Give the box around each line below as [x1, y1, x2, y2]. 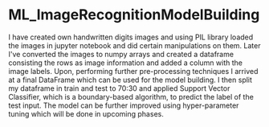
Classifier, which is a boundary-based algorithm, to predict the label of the [8, 92, 255, 101]
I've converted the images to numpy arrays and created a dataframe [8, 49, 234, 59]
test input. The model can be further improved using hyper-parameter [8, 100, 239, 110]
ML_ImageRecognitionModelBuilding [8, 6, 260, 24]
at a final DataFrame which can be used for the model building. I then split [8, 75, 253, 84]
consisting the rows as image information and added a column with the [8, 58, 243, 68]
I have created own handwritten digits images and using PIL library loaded [8, 32, 254, 42]
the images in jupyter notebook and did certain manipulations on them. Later [8, 40, 261, 50]
